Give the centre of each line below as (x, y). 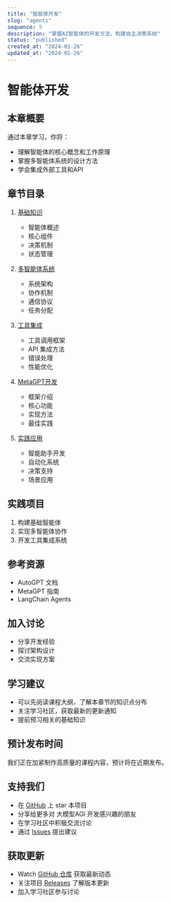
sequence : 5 (25, 27)
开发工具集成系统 (42, 540)
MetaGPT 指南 (38, 591)
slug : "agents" (30, 20)
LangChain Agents (44, 599)
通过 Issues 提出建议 (47, 831)
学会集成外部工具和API (50, 169)
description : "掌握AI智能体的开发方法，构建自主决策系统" (84, 34)
